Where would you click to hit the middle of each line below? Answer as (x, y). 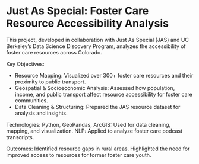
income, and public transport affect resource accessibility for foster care (104, 94)
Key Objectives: (25, 64)
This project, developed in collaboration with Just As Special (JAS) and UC (97, 40)
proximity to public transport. (50, 82)
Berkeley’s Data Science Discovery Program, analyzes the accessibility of (96, 46)
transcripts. (20, 137)
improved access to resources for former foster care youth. (79, 155)
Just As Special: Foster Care (78, 11)
